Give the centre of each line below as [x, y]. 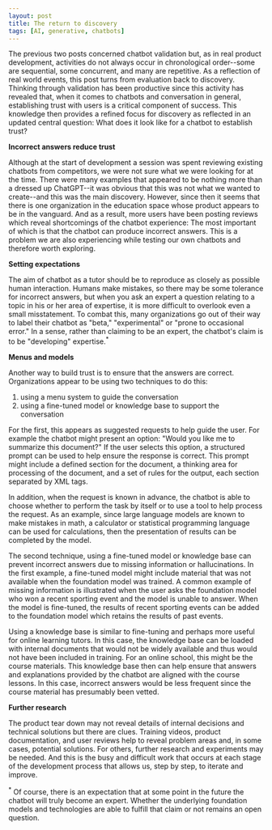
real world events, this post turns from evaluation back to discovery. [122, 80]
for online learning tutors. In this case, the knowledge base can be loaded [131, 641]
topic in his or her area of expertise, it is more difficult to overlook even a [130, 306]
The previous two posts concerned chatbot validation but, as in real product [135, 54]
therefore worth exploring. [52, 248]
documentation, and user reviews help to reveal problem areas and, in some [135, 740]
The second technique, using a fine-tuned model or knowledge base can [130, 556]
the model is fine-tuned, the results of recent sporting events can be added [134, 608]
